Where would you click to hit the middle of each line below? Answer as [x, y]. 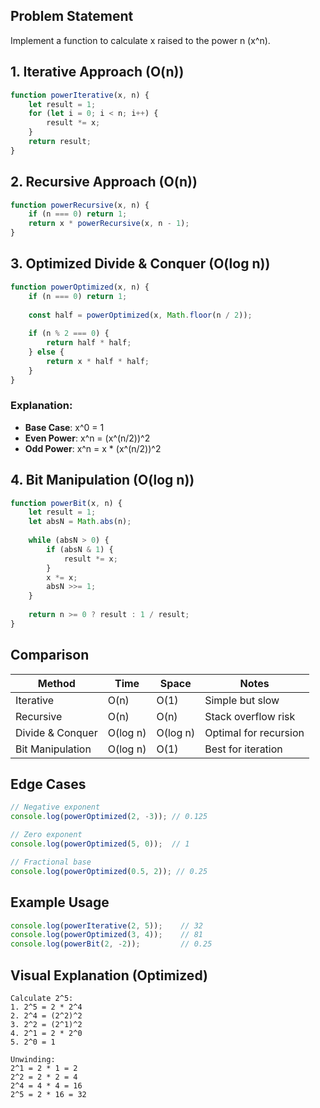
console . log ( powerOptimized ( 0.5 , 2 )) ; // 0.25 [109, 871]
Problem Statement [72, 16]
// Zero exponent [46, 835]
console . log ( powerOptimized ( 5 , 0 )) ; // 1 [100, 844]
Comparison [50, 655]
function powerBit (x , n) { [66, 503]
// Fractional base [51, 862]
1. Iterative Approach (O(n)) [97, 72]
